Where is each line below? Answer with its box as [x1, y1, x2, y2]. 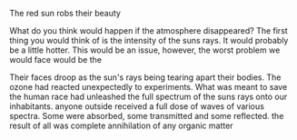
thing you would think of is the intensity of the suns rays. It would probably [9, 35, 289, 45]
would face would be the [9, 55, 103, 65]
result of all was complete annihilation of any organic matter [9, 120, 233, 131]
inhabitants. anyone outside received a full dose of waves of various [9, 101, 265, 112]
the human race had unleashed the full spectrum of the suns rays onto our [9, 91, 288, 102]
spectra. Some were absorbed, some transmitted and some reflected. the [9, 111, 284, 121]
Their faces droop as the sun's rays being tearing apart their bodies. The [9, 72, 282, 83]
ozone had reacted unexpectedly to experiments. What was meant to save [9, 82, 288, 92]
